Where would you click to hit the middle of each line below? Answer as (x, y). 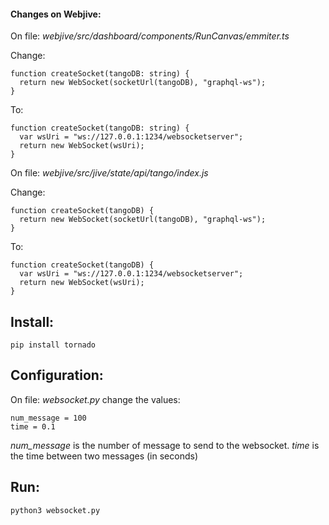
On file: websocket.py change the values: (95, 399)
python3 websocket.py (55, 510)
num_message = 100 (48, 418)
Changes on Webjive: (56, 14)
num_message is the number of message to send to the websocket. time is (165, 445)
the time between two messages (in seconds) (104, 456)
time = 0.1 (33, 426)
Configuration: (57, 375)
